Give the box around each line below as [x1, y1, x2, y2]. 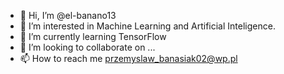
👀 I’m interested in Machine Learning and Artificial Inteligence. [19, 20, 276, 32]
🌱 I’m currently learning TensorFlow [19, 31, 167, 42]
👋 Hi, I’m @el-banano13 [19, 10, 117, 21]
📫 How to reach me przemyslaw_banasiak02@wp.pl [19, 53, 238, 64]
